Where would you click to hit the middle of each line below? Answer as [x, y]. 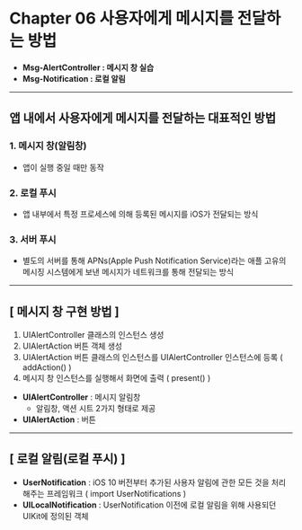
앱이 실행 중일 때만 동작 [63, 167]
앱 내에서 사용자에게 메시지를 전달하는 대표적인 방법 [143, 118]
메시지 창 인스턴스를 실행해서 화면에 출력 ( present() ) [116, 378]
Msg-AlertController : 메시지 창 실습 [88, 67]
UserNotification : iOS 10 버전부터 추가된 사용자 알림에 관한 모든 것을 [146, 482]
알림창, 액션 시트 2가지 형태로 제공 [96, 409]
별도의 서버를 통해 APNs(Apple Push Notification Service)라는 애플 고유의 [154, 261]
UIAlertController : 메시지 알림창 [81, 397]
